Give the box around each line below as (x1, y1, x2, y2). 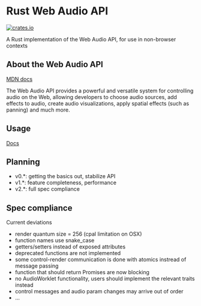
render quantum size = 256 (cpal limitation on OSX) (14, 230, 142, 238)
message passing (14, 262, 59, 269)
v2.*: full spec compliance (14, 185, 80, 193)
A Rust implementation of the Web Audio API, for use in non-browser (6, 35, 176, 43)
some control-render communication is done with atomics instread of (14, 256, 187, 263)
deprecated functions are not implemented (14, 250, 121, 257)
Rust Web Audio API (6, 4, 109, 18)
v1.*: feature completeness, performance (14, 179, 117, 187)
